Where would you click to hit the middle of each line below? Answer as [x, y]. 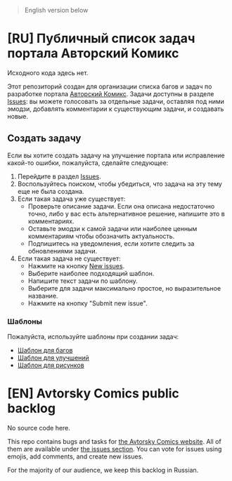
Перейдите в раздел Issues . [59, 176]
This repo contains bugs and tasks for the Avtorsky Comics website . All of [114, 441]
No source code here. [39, 428]
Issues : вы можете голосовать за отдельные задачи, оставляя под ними [116, 101]
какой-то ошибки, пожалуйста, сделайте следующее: [88, 163]
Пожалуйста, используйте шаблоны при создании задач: [93, 337]
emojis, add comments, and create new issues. [76, 456]
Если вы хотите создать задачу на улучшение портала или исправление [116, 155]
